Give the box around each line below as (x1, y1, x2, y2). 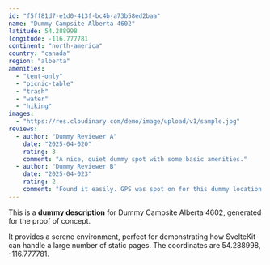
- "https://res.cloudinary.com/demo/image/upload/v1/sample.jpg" (15, 118, 241, 126)
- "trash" (15, 87, 49, 96)
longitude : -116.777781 (8, 34, 89, 43)
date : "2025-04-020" (23, 139, 92, 148)
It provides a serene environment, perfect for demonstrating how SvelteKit (8, 232, 256, 241)
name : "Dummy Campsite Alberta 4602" (8, 19, 136, 28)
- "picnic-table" (15, 79, 74, 88)
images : (8, 110, 35, 118)
